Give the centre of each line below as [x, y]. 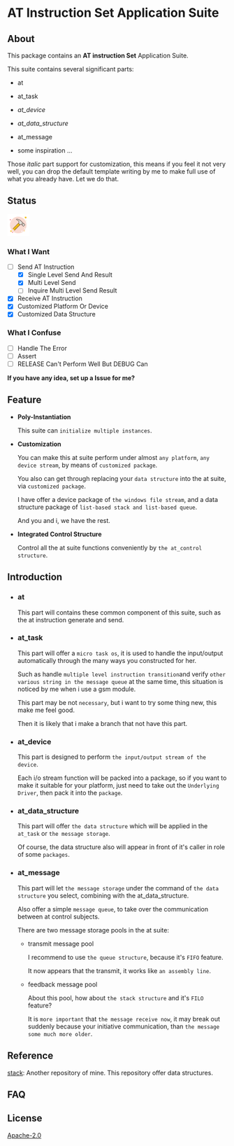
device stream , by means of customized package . [87, 465]
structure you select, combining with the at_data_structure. [103, 895]
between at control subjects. [58, 916]
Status [22, 201]
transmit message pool [61, 944]
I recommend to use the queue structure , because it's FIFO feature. [125, 957]
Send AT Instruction [46, 267]
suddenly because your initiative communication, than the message [124, 1026]
